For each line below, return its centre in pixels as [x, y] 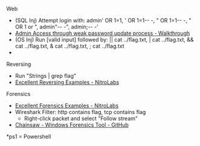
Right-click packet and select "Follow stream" [81, 118]
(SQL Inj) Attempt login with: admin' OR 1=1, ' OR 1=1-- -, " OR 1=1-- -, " [103, 20]
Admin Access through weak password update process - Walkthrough [102, 33]
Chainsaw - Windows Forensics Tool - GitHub [72, 125]
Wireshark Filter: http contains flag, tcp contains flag [80, 112]
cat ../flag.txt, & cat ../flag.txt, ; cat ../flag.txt [70, 46]
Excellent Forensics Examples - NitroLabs [67, 106]
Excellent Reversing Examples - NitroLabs [67, 82]
